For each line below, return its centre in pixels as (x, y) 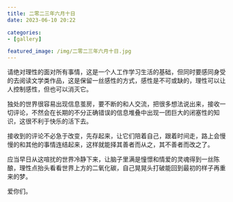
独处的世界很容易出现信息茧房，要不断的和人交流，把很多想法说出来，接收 (113, 104)
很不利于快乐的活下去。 (59, 121)
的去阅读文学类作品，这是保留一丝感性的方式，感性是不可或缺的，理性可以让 (116, 81)
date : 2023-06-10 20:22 (42, 20)
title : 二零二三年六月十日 (42, 13)
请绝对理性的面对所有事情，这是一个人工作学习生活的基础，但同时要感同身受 (116, 72)
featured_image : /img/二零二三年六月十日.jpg (69, 52)
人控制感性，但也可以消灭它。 (50, 89)
